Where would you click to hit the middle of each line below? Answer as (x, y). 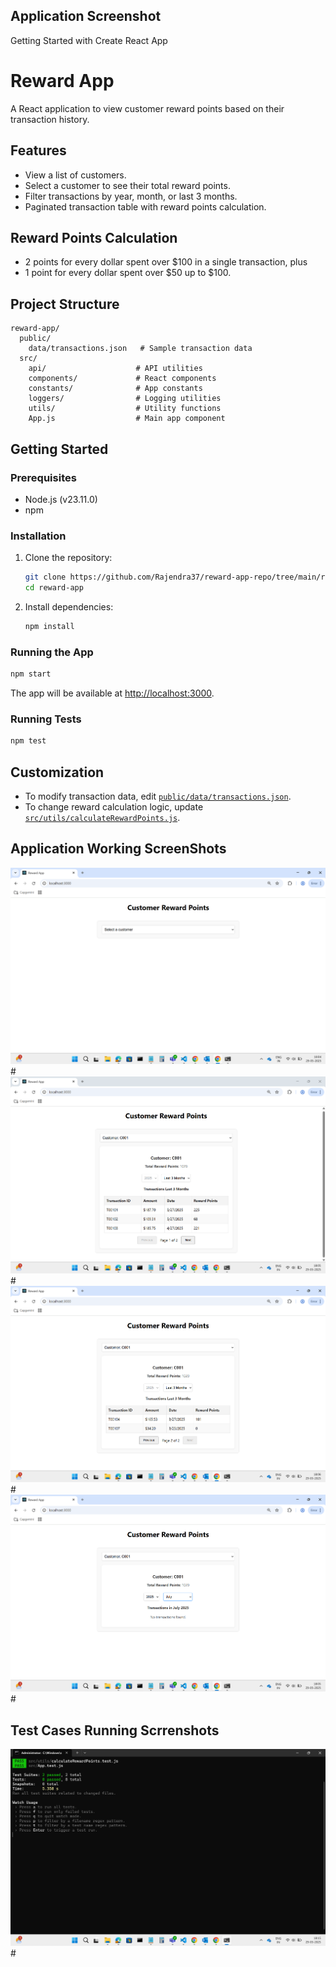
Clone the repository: (68, 558)
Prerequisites (43, 477)
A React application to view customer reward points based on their (147, 108)
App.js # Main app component (127, 419)
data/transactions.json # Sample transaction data (140, 349)
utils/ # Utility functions (125, 409)
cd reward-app (54, 588)
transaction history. (50, 119)
